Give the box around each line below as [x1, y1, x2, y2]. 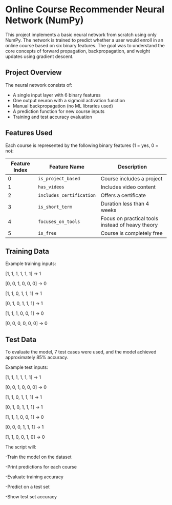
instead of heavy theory [100, 221, 158, 228]
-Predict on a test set [5, 484, 50, 490]
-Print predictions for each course [5, 464, 77, 470]
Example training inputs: [5, 260, 56, 267]
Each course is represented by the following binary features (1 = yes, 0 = [5, 142, 159, 148]
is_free [38, 230, 57, 236]
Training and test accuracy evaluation [12, 114, 92, 120]
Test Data [5, 335, 37, 344]
